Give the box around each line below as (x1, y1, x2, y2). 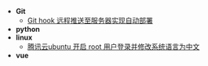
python (15, 25, 41, 33)
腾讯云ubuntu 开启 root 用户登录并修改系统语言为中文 (27, 42, 200, 51)
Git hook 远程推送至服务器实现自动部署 (27, 16, 153, 25)
